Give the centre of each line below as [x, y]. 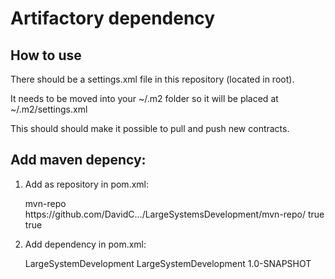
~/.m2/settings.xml [49, 109]
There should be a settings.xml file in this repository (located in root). [152, 79]
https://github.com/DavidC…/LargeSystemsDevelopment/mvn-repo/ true [174, 214]
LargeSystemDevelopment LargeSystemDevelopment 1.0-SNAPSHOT [168, 263]
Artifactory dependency [113, 18]
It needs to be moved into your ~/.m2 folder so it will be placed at [144, 98]
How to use [46, 55]
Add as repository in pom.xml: [86, 184]
